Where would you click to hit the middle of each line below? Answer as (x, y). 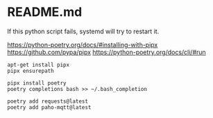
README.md (45, 12)
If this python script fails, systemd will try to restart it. (83, 31)
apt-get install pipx (39, 65)
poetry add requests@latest (48, 101)
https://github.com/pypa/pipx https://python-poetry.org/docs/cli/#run (106, 52)
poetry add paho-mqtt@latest (49, 107)
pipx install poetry (37, 83)
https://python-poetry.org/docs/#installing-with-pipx (83, 44)
